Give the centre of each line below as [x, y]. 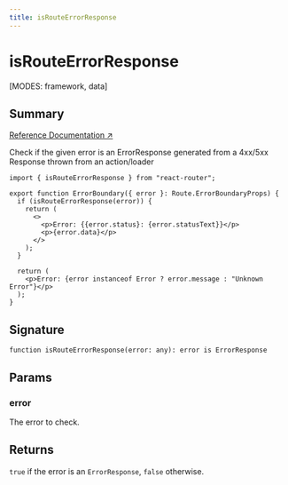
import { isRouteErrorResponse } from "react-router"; [113, 179]
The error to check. [44, 422]
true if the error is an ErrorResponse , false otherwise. [107, 471]
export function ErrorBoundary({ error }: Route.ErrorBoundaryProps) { [144, 194]
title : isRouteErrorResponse [63, 17]
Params [31, 377]
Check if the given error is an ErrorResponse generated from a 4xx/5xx [139, 153]
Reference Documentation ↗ [61, 135]
